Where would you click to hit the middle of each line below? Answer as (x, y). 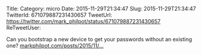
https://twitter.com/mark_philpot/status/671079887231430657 (84, 21)
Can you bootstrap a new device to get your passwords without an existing (99, 39)
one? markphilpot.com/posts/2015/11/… (55, 45)
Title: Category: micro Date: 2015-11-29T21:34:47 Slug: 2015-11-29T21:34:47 (101, 9)
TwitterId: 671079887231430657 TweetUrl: (59, 15)
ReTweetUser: (24, 27)
